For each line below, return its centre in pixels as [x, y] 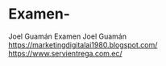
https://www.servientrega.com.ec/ [65, 53]
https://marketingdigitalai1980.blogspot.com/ [83, 44]
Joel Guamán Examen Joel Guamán [68, 36]
